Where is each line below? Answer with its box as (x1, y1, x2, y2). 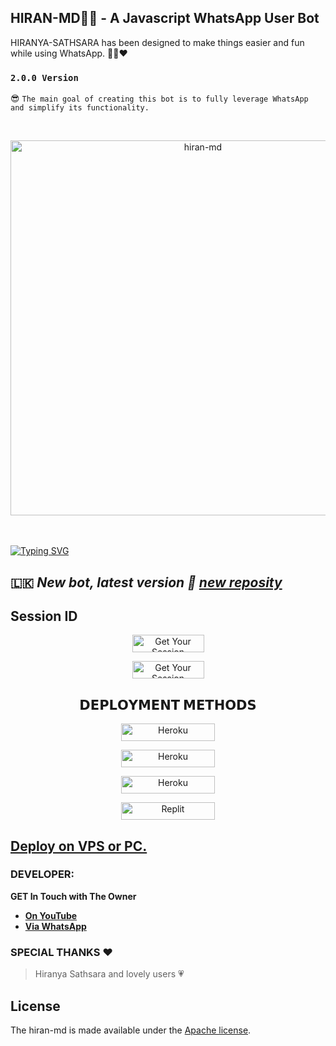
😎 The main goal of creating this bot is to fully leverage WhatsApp (10, 92, 309, 105)
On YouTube (24, 909, 78, 921)
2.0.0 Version (10, 72, 79, 83)
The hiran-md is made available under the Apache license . (10, 1024, 252, 1036)
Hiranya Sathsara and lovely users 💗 (34, 968, 185, 980)
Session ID (10, 607, 78, 625)
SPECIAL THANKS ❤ (10, 945, 114, 959)
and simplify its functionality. (10, 103, 150, 113)
